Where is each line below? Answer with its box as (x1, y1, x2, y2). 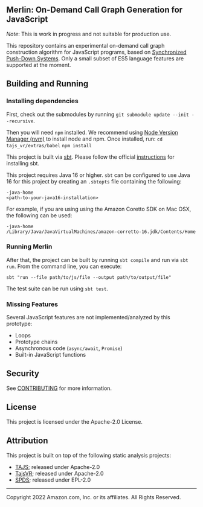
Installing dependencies (6, 97, 79, 105)
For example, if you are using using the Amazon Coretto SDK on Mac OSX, (6, 205, 192, 212)
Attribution (6, 436, 48, 446)
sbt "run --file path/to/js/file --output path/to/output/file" (6, 274, 172, 280)
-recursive (6, 118, 34, 124)
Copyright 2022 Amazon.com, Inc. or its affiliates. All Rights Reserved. (6, 493, 181, 500)
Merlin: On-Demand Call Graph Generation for (6, 5, 183, 15)
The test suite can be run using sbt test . (6, 285, 109, 292)
